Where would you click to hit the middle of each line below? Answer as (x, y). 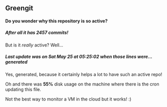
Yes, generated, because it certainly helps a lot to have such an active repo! (84, 74)
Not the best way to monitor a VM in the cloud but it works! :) (68, 99)
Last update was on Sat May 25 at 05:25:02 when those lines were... (79, 56)
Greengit (19, 8)
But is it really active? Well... (34, 45)
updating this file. (23, 89)
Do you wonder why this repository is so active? (57, 21)
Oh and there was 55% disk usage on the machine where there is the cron (82, 84)
